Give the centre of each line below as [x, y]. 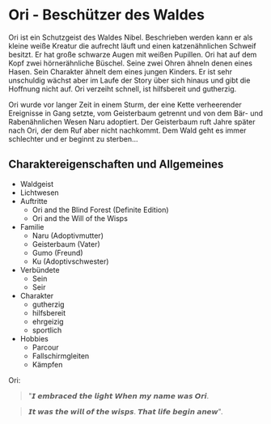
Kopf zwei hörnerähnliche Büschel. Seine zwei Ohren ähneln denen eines [131, 63]
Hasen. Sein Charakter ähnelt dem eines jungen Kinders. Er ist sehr [121, 71]
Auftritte [34, 201]
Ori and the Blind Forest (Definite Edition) [100, 210]
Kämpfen [47, 364]
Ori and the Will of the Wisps [80, 218]
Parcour [45, 347]
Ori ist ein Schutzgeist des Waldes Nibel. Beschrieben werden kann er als [131, 37]
